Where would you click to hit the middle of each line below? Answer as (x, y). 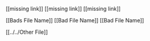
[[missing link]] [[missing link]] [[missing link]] (63, 9)
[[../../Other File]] (27, 32)
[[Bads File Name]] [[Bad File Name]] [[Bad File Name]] (75, 20)
